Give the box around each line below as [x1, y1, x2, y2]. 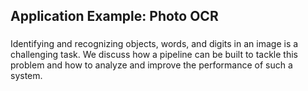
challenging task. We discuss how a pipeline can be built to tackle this [10, 49, 298, 61]
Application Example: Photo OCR [10, 8, 219, 25]
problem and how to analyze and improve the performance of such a [10, 59, 293, 71]
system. [10, 70, 43, 82]
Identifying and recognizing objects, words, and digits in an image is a [10, 38, 299, 50]
